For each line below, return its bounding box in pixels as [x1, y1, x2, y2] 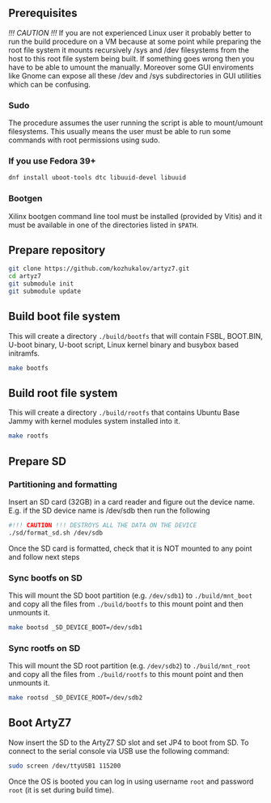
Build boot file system [8, 310, 121, 323]
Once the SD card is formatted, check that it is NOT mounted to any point [8, 543, 252, 553]
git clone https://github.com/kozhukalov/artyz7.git [8, 264, 190, 273]
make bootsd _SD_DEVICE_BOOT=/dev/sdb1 [8, 623, 143, 632]
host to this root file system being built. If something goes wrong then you [8, 53, 255, 63]
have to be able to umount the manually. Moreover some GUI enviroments [8, 62, 254, 72]
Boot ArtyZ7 [8, 716, 71, 730]
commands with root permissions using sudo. [8, 135, 160, 145]
